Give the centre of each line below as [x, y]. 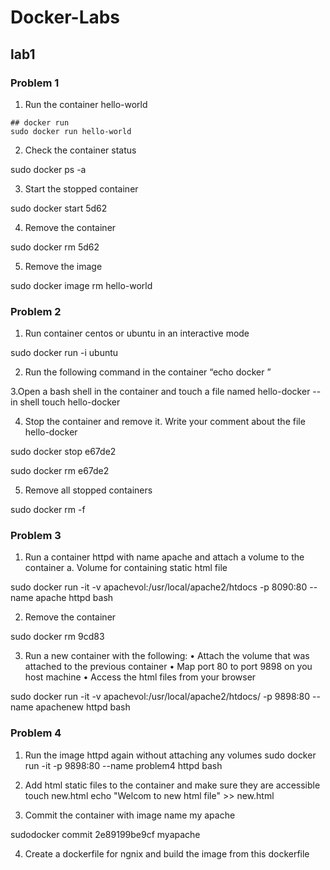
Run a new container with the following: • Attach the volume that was [167, 656]
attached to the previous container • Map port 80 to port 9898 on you [168, 667]
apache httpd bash [74, 598]
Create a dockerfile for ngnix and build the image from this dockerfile [167, 853]
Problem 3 [36, 536]
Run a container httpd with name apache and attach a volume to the [164, 557]
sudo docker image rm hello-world [81, 285]
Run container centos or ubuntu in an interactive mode [137, 333]
